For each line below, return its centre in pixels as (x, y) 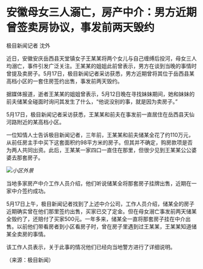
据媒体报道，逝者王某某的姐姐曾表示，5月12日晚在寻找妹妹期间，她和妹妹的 (101, 94)
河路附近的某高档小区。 (35, 122)
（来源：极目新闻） (30, 260)
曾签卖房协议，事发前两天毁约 (81, 28)
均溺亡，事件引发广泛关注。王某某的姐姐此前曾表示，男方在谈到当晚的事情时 (101, 66)
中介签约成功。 (30, 191)
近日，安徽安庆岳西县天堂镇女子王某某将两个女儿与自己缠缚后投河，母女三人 (101, 58)
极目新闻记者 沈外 (28, 45)
